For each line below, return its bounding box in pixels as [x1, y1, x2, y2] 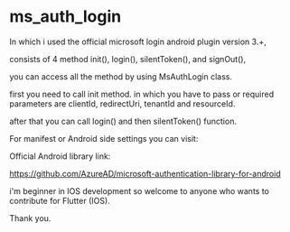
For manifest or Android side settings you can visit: [9, 133, 199, 144]
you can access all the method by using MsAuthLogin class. [9, 70, 233, 82]
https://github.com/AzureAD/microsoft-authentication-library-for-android [9, 168, 282, 179]
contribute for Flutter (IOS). [9, 195, 110, 206]
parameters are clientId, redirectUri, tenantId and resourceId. [9, 97, 236, 109]
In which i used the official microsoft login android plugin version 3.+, [9, 36, 267, 47]
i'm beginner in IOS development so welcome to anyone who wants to [9, 185, 269, 196]
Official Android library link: [9, 151, 111, 162]
